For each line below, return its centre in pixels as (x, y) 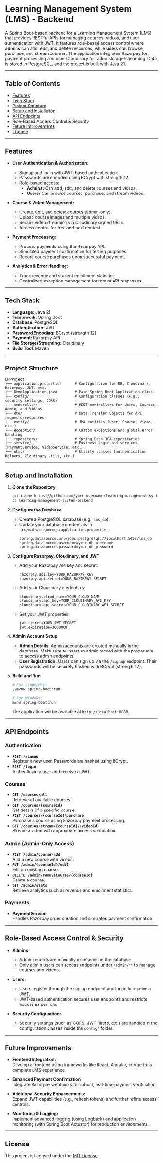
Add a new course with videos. (43, 859)
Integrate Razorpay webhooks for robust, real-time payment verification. (84, 1085)
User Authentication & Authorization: (50, 163)
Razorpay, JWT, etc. (26, 388)
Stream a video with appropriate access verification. (64, 831)
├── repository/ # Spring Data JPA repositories (72, 439)
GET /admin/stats (30, 885)
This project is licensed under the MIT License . (52, 1156)
